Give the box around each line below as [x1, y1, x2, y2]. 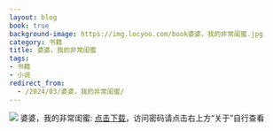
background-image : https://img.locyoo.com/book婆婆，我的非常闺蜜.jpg [9, 29, 263, 38]
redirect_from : [9, 79, 66, 88]
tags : [9, 54, 29, 63]
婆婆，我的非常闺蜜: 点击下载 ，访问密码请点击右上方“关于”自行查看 [19, 112, 265, 123]
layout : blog [9, 12, 58, 22]
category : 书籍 [9, 37, 63, 47]
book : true [9, 21, 50, 30]
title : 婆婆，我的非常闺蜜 [9, 46, 97, 55]
